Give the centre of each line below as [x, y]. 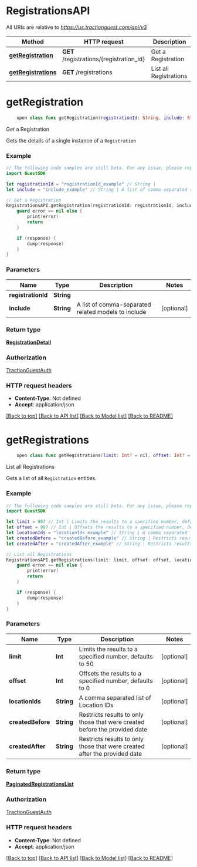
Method [33, 41]
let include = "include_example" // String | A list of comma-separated [97, 190]
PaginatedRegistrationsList [40, 784]
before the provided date [113, 729]
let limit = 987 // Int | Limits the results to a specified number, [93, 522]
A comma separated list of [115, 697]
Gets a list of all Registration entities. [51, 478]
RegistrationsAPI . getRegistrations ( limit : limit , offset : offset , [89, 560]
